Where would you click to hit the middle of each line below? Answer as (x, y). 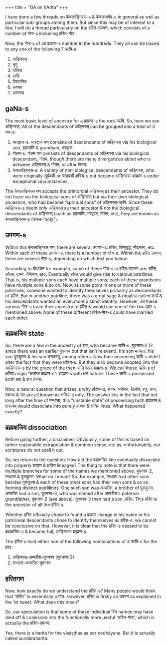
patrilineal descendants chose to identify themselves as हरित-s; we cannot (81, 520)
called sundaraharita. (27, 639)
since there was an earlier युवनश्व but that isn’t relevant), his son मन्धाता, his (80, 351)
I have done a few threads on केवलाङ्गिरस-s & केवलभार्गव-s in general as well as (82, 17)
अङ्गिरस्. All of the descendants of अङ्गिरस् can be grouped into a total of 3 (80, 126)
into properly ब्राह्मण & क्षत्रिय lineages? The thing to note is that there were (78, 465)
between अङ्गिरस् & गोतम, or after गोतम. (50, 164)
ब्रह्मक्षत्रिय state (25, 333)
